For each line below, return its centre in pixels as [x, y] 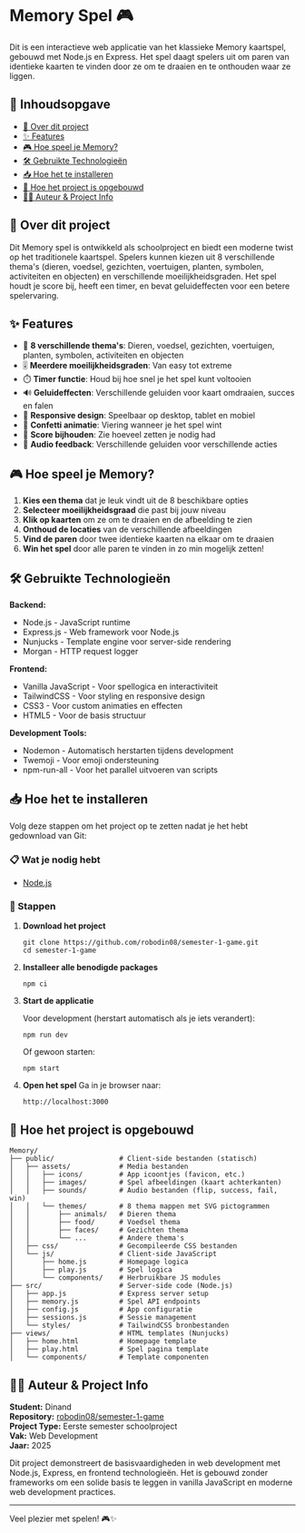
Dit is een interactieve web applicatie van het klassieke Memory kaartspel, [148, 47]
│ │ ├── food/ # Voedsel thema [95, 1223]
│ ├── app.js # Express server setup [109, 1294]
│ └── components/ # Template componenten [109, 1357]
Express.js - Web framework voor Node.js [101, 632]
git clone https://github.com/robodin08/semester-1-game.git [141, 943]
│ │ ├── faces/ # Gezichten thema [99, 1230]
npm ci [35, 984]
